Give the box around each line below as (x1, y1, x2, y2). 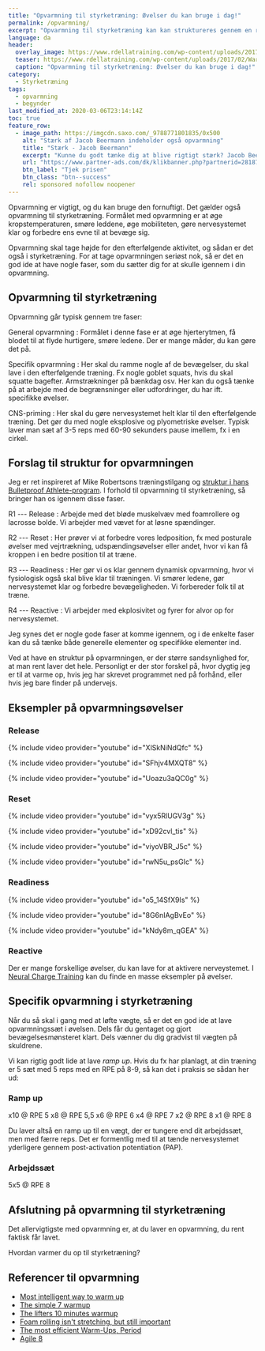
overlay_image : (15, 48, 65, 56)
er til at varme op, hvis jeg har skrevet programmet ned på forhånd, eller (8, 670, 243, 680)
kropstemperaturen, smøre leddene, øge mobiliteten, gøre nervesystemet (8, 219, 247, 228)
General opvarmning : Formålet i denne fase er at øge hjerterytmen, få (8, 327, 237, 337)
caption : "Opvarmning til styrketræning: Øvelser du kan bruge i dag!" (15, 63, 256, 71)
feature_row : (8, 122, 51, 130)
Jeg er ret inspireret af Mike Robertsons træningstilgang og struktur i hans (8, 477, 249, 487)
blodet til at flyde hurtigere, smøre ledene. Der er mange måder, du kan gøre (8, 335, 256, 345)
